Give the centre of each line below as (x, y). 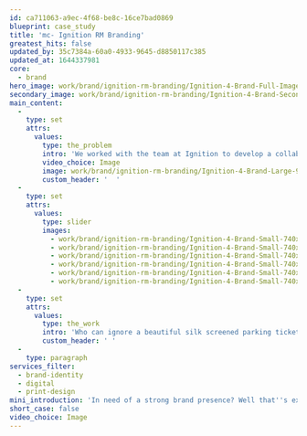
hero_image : (32, 86)
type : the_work (71, 324)
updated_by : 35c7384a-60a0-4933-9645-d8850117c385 (108, 52)
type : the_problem (77, 145)
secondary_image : (42, 94)
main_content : (37, 103)
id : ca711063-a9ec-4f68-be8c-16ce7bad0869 (91, 18)
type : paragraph (57, 357)
